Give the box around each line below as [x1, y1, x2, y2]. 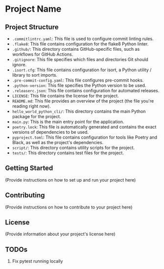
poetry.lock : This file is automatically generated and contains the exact [12, 124, 157, 130]
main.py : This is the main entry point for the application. [12, 119, 124, 124]
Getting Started [5, 164, 53, 172]
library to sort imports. [12, 72, 58, 78]
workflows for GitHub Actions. [12, 51, 73, 57]
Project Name [5, 3, 62, 15]
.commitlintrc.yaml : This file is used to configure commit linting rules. [12, 36, 154, 41]
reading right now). [12, 103, 51, 109]
